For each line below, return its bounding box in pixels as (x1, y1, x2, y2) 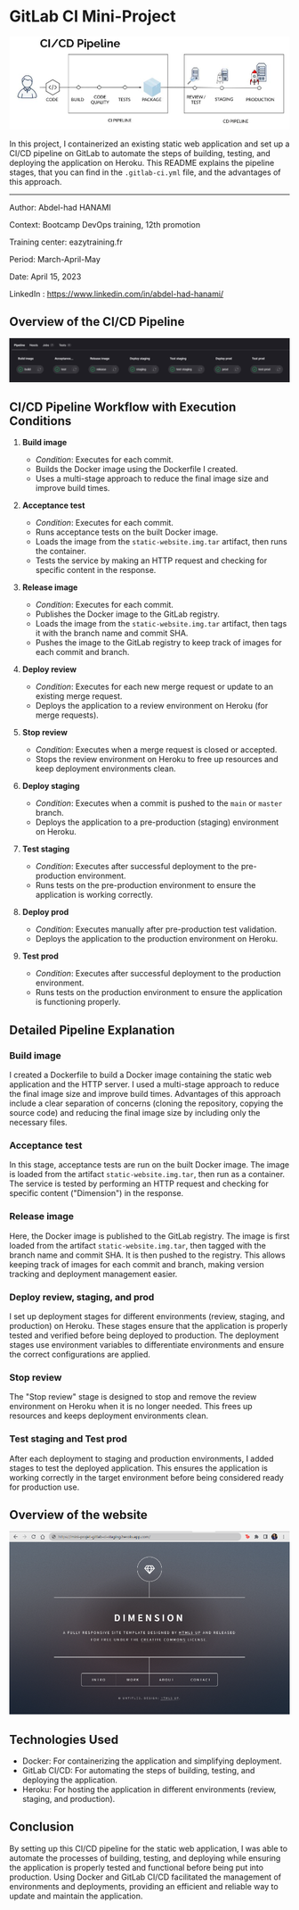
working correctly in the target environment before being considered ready (9, 1472, 285, 1482)
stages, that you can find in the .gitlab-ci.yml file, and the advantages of (9, 167, 282, 178)
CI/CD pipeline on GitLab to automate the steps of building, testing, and (9, 147, 271, 158)
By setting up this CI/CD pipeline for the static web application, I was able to (9, 1843, 287, 1854)
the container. (35, 546, 86, 557)
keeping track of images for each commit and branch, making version (9, 1258, 264, 1269)
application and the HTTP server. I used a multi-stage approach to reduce (9, 1079, 280, 1090)
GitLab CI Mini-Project (9, 6, 176, 27)
